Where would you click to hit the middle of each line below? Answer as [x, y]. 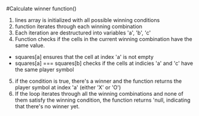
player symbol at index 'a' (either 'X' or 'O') [68, 87]
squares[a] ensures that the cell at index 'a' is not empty [84, 57]
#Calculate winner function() [41, 9]
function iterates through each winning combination [78, 26]
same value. [30, 45]
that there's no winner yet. [47, 106]
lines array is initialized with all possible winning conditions [87, 20]
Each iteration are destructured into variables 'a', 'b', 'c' [83, 33]
